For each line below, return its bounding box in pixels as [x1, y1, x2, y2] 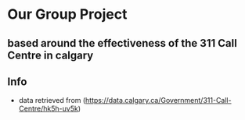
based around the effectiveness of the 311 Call [7, 37, 238, 50]
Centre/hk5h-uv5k [18, 104, 79, 114]
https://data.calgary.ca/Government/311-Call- [85, 96, 232, 105]
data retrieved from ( [18, 96, 86, 105]
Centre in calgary [7, 48, 94, 62]
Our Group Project [7, 5, 128, 23]
